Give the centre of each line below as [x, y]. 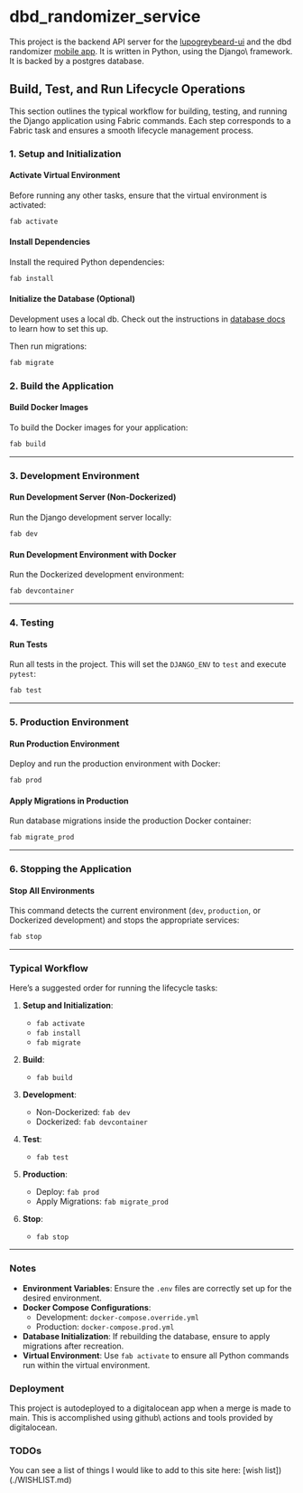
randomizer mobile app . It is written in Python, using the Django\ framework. [151, 51]
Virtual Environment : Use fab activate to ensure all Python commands [156, 1355]
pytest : [23, 674]
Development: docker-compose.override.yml [118, 1317]
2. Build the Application [62, 386]
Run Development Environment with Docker [93, 554]
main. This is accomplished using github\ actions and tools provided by [141, 1417]
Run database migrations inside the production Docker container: [130, 821]
